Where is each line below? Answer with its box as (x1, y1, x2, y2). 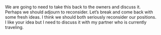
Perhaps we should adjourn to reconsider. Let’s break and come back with (5, 9, 154, 15)
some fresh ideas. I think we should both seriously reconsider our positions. (5, 14, 157, 20)
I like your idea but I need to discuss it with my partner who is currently (5, 19, 147, 25)
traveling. (5, 24, 24, 30)
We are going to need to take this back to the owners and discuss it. (5, 4, 141, 10)
